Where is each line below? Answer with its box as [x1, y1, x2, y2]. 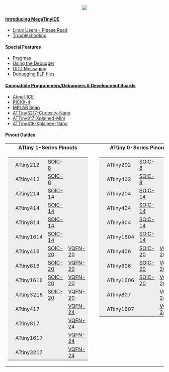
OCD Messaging [12, 66, 47, 72]
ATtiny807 [106, 291, 131, 298]
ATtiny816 [15, 262, 40, 269]
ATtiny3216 [15, 291, 43, 298]
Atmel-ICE [12, 93, 34, 100]
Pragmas [12, 55, 31, 61]
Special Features [5, 44, 41, 50]
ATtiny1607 [106, 305, 135, 312]
